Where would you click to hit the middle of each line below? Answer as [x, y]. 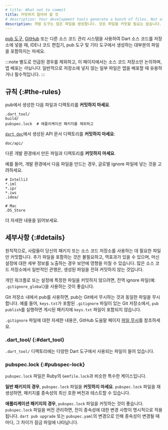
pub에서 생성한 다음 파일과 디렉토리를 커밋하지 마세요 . [58, 105]
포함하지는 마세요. [28, 51]
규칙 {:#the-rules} [33, 91]
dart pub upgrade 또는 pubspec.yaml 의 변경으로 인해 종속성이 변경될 [87, 416]
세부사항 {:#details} [35, 238]
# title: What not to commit [35, 10]
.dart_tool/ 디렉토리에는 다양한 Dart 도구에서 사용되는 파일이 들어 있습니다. [80, 351]
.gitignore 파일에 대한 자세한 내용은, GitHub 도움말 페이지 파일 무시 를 [74, 320]
